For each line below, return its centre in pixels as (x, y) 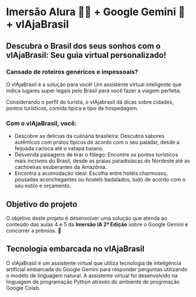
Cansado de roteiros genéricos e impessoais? (72, 71)
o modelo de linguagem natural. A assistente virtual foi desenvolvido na (92, 275)
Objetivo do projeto (42, 204)
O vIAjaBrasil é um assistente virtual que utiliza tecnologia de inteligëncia (94, 263)
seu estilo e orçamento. (43, 186)
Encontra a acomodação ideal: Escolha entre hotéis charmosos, (91, 173)
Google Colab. (23, 288)
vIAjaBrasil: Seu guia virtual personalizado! (86, 55)
